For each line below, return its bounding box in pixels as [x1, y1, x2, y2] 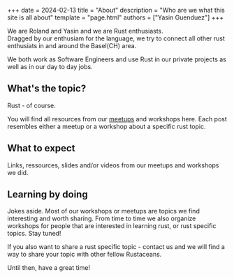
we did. [7, 168, 29, 176]
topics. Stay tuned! [7, 229, 61, 238]
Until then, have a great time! [7, 264, 91, 272]
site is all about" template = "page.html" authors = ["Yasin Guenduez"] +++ [7, 13, 224, 22]
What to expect [7, 142, 75, 154]
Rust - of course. [7, 101, 56, 110]
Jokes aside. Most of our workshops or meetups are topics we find [7, 207, 200, 216]
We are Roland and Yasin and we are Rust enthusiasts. [7, 27, 164, 35]
